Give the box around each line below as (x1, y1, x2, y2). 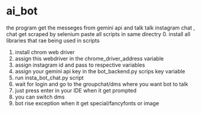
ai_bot (6, 4, 38, 18)
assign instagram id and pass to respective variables (14, 61, 145, 69)
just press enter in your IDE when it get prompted (14, 87, 137, 94)
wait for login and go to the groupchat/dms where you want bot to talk (14, 80, 188, 88)
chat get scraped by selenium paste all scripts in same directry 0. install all (6, 30, 191, 37)
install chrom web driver (14, 48, 75, 55)
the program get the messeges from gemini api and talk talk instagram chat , (6, 24, 195, 31)
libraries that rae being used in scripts (6, 37, 100, 44)
